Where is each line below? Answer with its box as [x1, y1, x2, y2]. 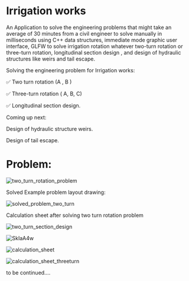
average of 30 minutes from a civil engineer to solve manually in [6, 30, 162, 37]
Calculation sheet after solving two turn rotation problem [6, 212, 144, 219]
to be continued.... [6, 269, 51, 276]
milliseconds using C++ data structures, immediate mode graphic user [6, 36, 178, 43]
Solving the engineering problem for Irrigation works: [6, 66, 135, 74]
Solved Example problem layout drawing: [6, 189, 106, 196]
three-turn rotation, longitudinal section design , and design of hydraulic [6, 49, 181, 56]
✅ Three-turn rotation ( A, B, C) [6, 90, 83, 97]
